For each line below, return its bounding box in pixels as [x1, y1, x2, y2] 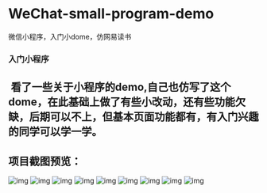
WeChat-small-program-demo [8, 5, 215, 23]
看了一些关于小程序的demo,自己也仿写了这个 [10, 81, 231, 94]
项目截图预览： [8, 154, 82, 168]
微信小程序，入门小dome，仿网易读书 [8, 32, 132, 41]
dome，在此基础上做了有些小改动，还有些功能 [8, 96, 236, 109]
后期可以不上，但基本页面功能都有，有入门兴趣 [29, 110, 259, 123]
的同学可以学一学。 [8, 125, 103, 138]
